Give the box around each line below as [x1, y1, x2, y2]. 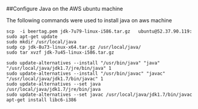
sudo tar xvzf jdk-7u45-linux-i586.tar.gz [6, 49, 114, 55]
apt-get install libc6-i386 [6, 97, 77, 103]
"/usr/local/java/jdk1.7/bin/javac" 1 [6, 76, 104, 82]
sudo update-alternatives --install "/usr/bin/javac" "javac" [6, 70, 166, 76]
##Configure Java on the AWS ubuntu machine [6, 5, 123, 12]
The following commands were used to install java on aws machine [6, 17, 173, 23]
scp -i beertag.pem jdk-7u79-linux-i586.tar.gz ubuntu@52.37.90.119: [6, 28, 193, 34]
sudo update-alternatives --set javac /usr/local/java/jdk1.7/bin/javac [6, 92, 193, 98]
